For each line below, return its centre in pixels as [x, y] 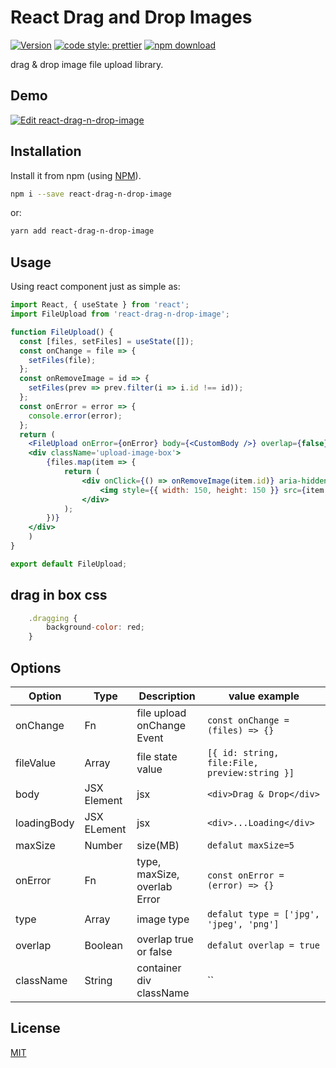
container [159, 968]
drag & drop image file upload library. [87, 64]
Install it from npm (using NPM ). [76, 175]
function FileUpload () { [62, 332]
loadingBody [45, 823]
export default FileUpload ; [69, 564]
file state [157, 756]
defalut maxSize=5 [250, 845]
